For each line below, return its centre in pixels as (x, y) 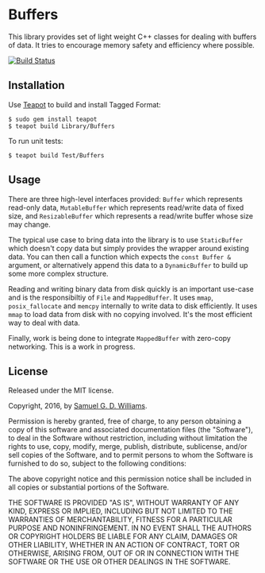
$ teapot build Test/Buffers (56, 155)
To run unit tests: (36, 141)
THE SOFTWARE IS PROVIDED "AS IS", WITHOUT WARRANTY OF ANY (124, 503)
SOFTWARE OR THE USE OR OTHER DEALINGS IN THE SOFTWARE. (119, 562)
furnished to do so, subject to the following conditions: (97, 463)
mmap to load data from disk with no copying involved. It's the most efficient (130, 314)
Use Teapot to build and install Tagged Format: (84, 104)
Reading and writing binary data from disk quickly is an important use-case (131, 288)
